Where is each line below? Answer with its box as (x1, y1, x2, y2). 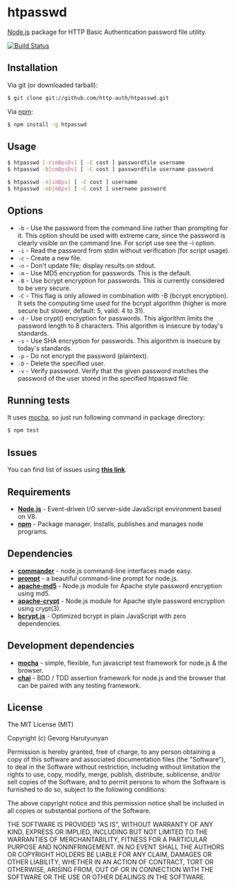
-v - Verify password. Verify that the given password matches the (17, 366, 209, 375)
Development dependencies (7, 640, 134, 652)
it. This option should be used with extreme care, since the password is (17, 231, 226, 239)
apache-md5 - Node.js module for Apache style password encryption (17, 581, 223, 590)
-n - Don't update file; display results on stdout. (17, 261, 156, 270)
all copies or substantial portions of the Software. (7, 806, 151, 815)
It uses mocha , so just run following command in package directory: (7, 413, 205, 422)
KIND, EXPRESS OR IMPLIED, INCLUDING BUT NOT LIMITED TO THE (7, 828, 208, 836)
